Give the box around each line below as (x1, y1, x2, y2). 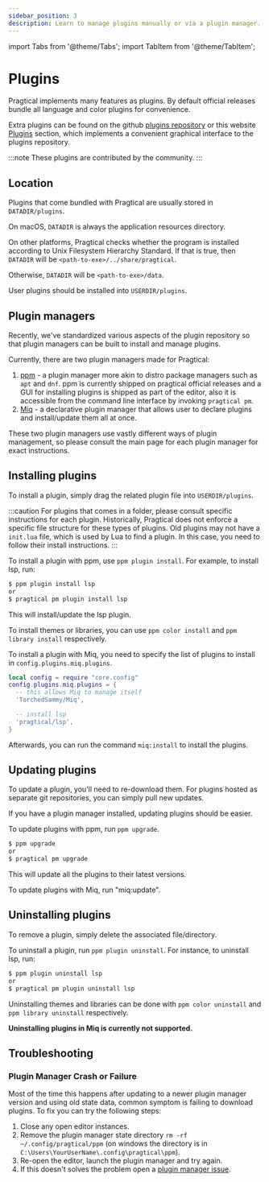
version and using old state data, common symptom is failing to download (8, 1097, 254, 1107)
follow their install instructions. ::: (8, 540, 118, 550)
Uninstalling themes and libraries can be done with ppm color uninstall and (8, 999, 262, 1009)
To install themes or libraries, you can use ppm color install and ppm (8, 625, 238, 634)
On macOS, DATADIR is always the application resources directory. (8, 222, 226, 232)
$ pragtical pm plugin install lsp (8, 595, 128, 603)
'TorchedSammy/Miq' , (15, 696, 85, 705)
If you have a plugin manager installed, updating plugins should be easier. (8, 808, 253, 818)
